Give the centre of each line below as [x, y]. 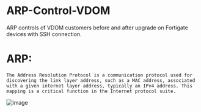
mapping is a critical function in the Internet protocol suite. [91, 91]
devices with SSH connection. [44, 34]
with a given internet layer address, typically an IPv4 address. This [99, 86]
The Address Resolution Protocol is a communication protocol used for [99, 75]
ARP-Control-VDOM [58, 11]
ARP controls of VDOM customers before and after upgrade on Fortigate [97, 28]
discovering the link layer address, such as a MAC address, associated [101, 80]
